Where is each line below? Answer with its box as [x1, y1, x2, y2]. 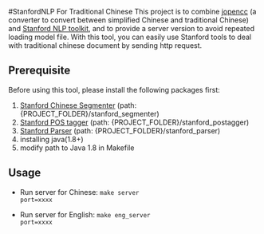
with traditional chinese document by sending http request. [8, 41, 203, 50]
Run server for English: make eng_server [19, 209, 151, 219]
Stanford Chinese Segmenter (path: [19, 100, 137, 110]
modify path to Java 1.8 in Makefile [19, 143, 135, 153]
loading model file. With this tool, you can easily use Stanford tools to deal [8, 32, 252, 42]
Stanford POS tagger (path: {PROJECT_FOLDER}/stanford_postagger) [19, 117, 250, 127]
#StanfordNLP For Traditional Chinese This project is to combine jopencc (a [8, 7, 257, 16]
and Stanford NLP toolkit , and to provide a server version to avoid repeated [8, 24, 255, 33]
